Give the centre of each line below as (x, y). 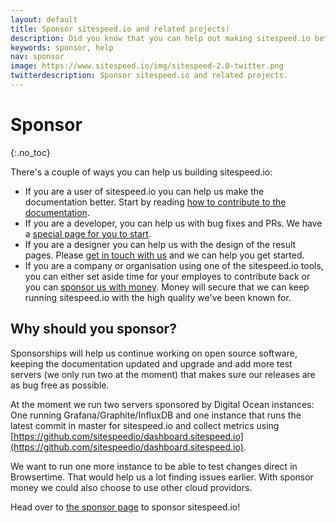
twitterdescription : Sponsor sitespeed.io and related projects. (149, 76)
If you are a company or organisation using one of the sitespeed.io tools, (174, 265)
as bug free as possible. (60, 385)
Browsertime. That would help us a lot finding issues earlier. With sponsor (162, 477)
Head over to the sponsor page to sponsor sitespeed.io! (125, 507)
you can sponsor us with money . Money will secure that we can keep (167, 287)
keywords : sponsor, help (62, 47)
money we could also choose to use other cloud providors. (131, 487)
